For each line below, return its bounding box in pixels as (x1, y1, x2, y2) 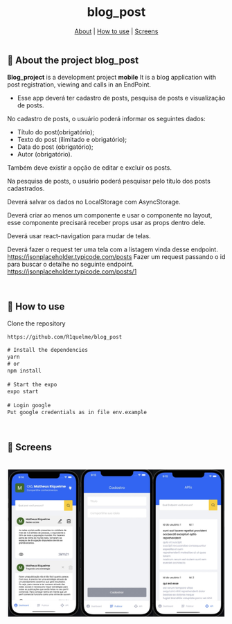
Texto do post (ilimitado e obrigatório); (17, 135, 127, 143)
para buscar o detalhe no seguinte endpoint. (7, 260, 134, 268)
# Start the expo (7, 382, 57, 389)
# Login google (7, 402, 51, 409)
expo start (7, 389, 39, 395)
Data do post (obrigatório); (17, 143, 93, 151)
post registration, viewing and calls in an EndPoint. (7, 80, 151, 89)
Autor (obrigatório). (17, 150, 73, 158)
